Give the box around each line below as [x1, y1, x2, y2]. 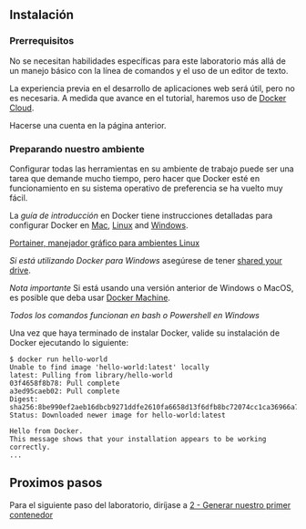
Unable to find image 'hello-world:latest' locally [9, 362, 209, 372]
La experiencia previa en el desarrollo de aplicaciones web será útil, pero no [9, 82, 296, 94]
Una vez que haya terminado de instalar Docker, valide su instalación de [9, 327, 280, 338]
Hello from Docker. [9, 426, 84, 436]
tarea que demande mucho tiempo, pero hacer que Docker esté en [9, 172, 260, 183]
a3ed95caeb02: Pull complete [9, 387, 120, 396]
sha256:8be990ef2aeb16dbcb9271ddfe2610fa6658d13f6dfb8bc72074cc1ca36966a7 [9, 402, 300, 411]
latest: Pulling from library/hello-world [9, 370, 173, 379]
